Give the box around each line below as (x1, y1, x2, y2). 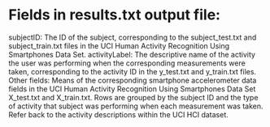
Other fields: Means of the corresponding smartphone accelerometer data (8, 75, 257, 85)
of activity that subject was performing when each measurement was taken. (8, 101, 263, 111)
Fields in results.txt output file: (8, 6, 221, 24)
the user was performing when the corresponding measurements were (8, 58, 246, 68)
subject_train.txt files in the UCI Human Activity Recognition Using (8, 40, 230, 50)
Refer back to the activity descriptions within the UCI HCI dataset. (8, 109, 229, 119)
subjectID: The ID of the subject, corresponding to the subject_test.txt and (8, 32, 257, 42)
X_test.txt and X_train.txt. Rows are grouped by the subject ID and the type (8, 92, 259, 102)
